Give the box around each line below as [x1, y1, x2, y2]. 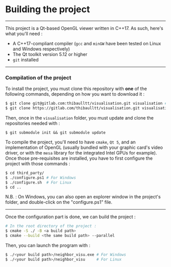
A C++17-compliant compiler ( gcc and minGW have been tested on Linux [12, 40, 161, 46]
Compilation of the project [5, 74, 71, 81]
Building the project [5, 4, 90, 15]
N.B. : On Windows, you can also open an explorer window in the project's [5, 194, 161, 200]
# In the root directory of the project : [5, 224, 97, 229]
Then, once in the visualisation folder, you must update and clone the [5, 114, 154, 121]
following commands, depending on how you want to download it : [5, 91, 145, 97]
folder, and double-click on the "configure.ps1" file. [5, 199, 112, 205]
